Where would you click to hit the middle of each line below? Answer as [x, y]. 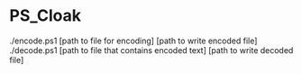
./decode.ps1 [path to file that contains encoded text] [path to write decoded [151, 50]
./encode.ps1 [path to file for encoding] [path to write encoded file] [133, 41]
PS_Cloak [45, 16]
